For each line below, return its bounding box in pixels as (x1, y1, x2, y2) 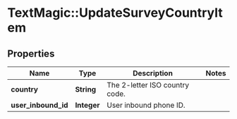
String (75, 85, 97, 94)
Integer (75, 100, 100, 110)
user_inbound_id (11, 100, 68, 110)
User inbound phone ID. (107, 100, 186, 110)
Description (133, 69, 173, 78)
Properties (7, 48, 55, 59)
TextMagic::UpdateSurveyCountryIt (7, 5, 224, 21)
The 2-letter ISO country (107, 80, 190, 90)
